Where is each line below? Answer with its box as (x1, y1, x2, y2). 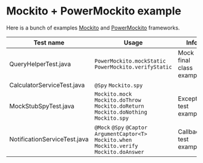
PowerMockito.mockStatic (94, 57, 166, 64)
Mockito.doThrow (94, 96, 141, 103)
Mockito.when (94, 137, 132, 143)
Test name (33, 38, 65, 46)
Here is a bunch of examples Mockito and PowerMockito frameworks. (6, 24, 180, 31)
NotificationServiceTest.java (9, 135, 89, 143)
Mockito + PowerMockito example (6, 4, 181, 18)
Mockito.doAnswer (94, 149, 144, 155)
